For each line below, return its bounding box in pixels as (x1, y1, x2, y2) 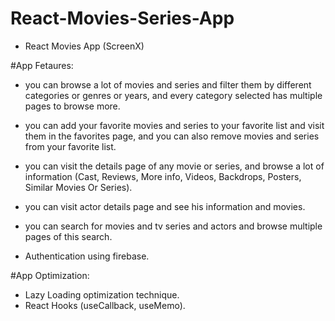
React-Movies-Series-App (10, 7, 235, 30)
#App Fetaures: (10, 59, 74, 71)
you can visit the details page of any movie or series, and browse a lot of (24, 160, 325, 172)
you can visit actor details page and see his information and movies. (24, 200, 306, 212)
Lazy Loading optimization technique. (24, 288, 180, 301)
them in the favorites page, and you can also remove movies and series (24, 130, 320, 142)
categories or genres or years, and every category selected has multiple (24, 89, 323, 101)
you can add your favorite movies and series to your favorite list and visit (24, 119, 325, 131)
